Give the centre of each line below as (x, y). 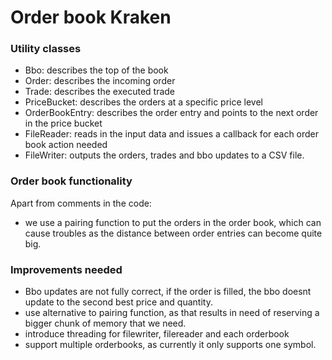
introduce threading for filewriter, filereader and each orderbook (157, 334)
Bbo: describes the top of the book (96, 70)
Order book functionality (71, 181)
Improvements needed (66, 269)
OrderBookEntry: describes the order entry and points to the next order (171, 113)
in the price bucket (63, 123)
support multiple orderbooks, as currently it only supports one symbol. (170, 345)
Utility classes (46, 49)
